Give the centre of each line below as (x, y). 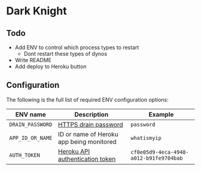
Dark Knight (36, 11)
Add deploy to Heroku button (51, 66)
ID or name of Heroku (88, 134)
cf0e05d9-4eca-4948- (160, 152)
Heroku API (74, 151)
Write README (33, 60)
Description (92, 114)
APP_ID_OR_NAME (31, 138)
